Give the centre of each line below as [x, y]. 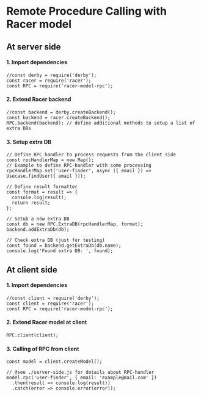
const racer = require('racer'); [49, 81]
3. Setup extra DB [29, 142]
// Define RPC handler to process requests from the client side [91, 155]
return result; [31, 203]
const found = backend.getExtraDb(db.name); [64, 246]
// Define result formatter [42, 187]
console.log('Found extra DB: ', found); [60, 251]
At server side [34, 47]
